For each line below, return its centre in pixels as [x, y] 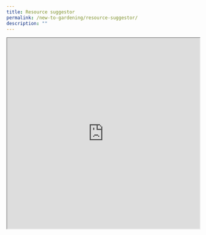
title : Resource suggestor [41, 12]
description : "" [27, 23]
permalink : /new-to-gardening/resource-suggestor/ [72, 18]
